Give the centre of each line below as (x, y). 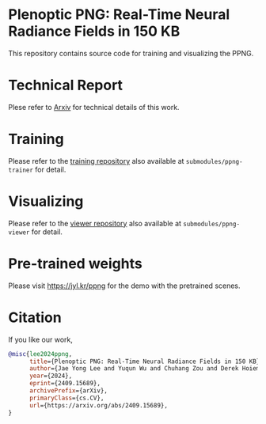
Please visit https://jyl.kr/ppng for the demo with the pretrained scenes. (124, 286)
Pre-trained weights (75, 263)
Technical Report (66, 85)
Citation (35, 317)
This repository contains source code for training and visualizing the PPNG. (131, 53)
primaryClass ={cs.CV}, (66, 398)
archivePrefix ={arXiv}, (68, 391)
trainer (21, 170)
